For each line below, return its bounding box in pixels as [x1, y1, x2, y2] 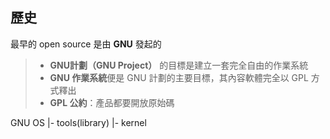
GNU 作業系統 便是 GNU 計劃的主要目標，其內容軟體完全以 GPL [49, 71, 309, 83]
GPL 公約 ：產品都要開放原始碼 [49, 96, 175, 108]
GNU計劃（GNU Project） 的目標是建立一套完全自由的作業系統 [49, 59, 309, 71]
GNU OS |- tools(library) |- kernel [10, 116, 147, 128]
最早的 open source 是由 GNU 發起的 [10, 38, 162, 50]
